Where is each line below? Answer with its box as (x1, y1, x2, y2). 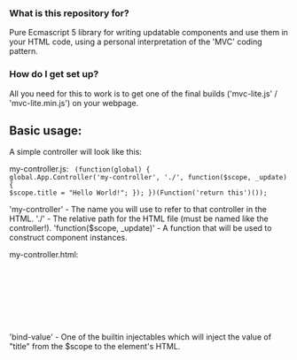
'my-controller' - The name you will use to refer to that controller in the (9, 204, 268, 215)
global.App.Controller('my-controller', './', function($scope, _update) (9, 173, 288, 182)
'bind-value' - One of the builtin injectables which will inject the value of (9, 331, 272, 342)
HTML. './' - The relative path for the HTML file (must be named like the (9, 213, 269, 224)
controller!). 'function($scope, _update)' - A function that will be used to (9, 223, 272, 234)
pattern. (9, 46, 38, 57)
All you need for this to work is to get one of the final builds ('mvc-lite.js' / (9, 88, 277, 99)
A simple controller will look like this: (9, 147, 142, 157)
